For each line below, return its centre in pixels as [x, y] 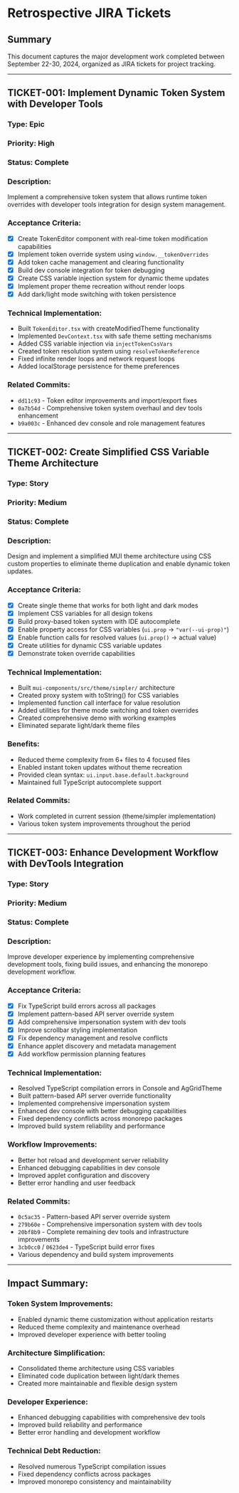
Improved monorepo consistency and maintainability [95, 1482]
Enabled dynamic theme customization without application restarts [115, 1319]
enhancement [38, 415]
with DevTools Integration [66, 864]
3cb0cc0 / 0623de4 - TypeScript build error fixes [86, 1247]
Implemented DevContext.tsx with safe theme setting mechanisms [115, 336]
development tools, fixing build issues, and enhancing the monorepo [108, 965]
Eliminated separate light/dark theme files [79, 726]
